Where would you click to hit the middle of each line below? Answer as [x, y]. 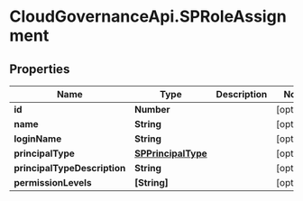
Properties [40, 69]
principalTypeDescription [70, 168]
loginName [38, 139]
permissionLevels [53, 183]
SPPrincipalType [170, 153]
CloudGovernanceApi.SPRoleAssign [148, 17]
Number [152, 110]
